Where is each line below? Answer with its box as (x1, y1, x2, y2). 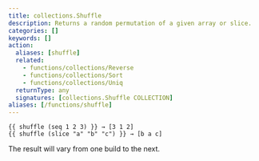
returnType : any (15, 86, 70, 95)
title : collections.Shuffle (8, 11, 102, 20)
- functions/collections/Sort (22, 71, 124, 79)
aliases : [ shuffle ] (15, 49, 81, 57)
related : (15, 57, 45, 65)
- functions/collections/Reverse (22, 64, 134, 72)
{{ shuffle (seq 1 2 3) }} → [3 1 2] (8, 123, 134, 131)
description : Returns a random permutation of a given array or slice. (8, 19, 252, 27)
